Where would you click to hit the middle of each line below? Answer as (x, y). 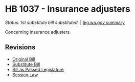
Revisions (20, 47)
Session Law (25, 75)
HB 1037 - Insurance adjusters (68, 9)
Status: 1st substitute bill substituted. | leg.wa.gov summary (65, 22)
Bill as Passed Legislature (38, 69)
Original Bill (24, 59)
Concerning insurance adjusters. (38, 32)
